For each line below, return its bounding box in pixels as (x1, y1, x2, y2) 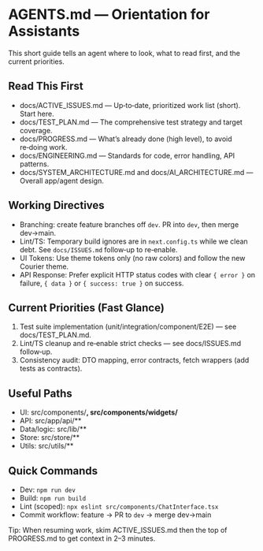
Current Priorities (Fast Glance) (8, 301, 165, 315)
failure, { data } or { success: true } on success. (19, 278, 184, 288)
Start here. (19, 109, 54, 118)
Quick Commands (8, 464, 98, 478)
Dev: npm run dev (19, 485, 76, 494)
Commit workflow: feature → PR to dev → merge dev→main (19, 510, 212, 519)
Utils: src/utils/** (19, 441, 74, 451)
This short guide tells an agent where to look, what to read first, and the (8, 48, 240, 58)
